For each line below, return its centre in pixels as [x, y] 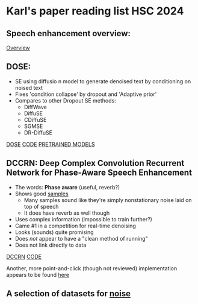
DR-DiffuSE [38, 132]
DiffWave [35, 107]
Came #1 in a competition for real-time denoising [76, 226]
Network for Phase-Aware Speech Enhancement [99, 173]
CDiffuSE [35, 119]
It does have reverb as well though [67, 213]
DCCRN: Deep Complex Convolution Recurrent [95, 163]
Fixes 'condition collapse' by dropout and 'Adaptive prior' [86, 94]
